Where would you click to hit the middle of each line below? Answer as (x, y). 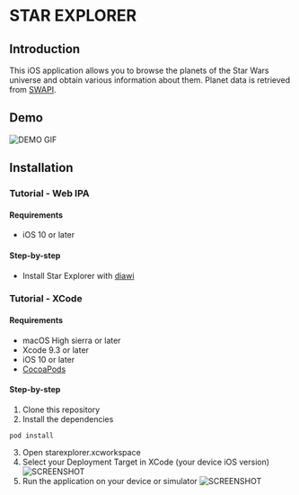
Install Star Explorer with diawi (78, 275)
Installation (41, 168)
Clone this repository (61, 409)
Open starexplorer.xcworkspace (81, 452)
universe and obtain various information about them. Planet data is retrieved (150, 80)
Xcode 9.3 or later (56, 350)
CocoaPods (44, 369)
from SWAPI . (33, 90)
